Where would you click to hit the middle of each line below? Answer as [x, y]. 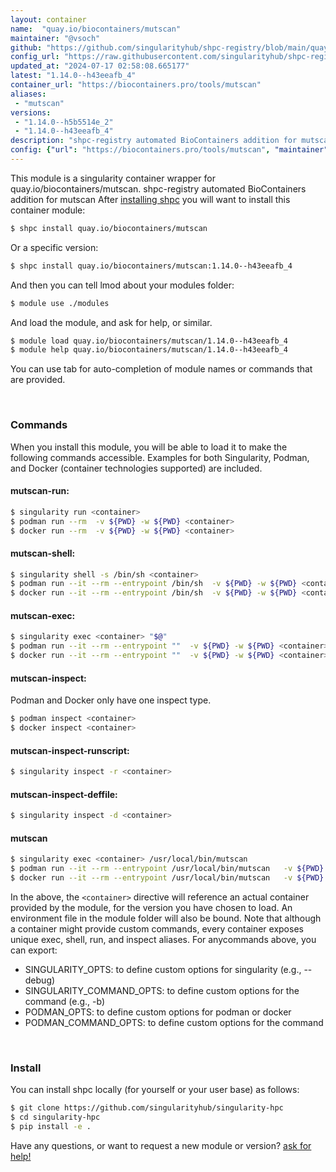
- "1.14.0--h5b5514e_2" [64, 122]
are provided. [38, 380]
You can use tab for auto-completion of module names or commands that [161, 369]
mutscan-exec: [43, 615]
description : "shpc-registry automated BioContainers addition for [154, 141]
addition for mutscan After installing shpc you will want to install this [150, 199]
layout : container [48, 19]
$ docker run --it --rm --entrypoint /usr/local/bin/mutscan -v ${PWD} [167, 878]
